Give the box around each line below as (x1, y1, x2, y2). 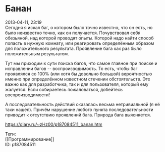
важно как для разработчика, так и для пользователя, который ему (5, 81, 149, 87)
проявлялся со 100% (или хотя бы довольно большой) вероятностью (5, 71, 152, 76)
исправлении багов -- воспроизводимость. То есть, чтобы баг (5, 65, 138, 72)
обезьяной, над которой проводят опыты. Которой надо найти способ (5, 35, 154, 41)
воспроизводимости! (5, 92, 51, 98)
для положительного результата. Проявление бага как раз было (5, 45, 142, 51)
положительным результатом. (5, 50, 69, 57)
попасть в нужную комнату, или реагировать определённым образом (5, 40, 155, 46)
